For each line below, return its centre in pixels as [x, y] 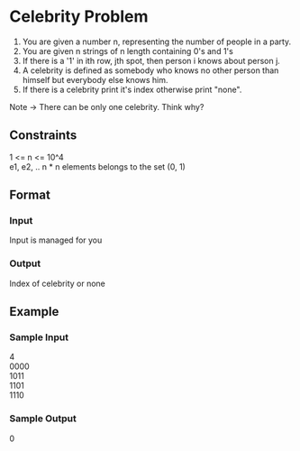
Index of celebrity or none [57, 283]
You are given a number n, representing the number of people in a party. [157, 41]
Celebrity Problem [79, 17]
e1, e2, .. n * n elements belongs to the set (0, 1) [98, 166]
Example [34, 312]
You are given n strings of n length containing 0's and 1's [128, 51]
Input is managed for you [56, 240]
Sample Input [39, 337]
